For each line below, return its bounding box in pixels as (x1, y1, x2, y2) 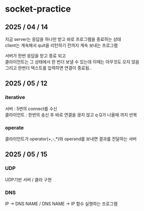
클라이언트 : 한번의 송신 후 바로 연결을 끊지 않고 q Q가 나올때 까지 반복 (5, 112, 137, 117)
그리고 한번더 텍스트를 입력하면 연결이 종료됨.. (5, 65, 92, 71)
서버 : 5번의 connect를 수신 (5, 106, 57, 112)
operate (5, 124, 24, 131)
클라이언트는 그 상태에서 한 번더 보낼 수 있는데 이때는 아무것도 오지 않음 (5, 59, 140, 64)
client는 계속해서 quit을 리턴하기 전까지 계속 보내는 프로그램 (5, 42, 118, 48)
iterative (5, 94, 25, 101)
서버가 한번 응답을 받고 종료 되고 (5, 53, 66, 58)
